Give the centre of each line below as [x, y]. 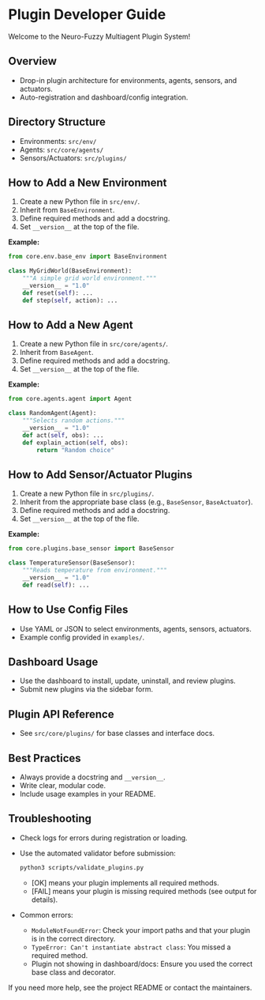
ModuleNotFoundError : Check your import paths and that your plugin [141, 930]
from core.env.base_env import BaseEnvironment [88, 257]
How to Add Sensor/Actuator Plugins [101, 475]
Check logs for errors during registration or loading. [103, 838]
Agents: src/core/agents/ [62, 149]
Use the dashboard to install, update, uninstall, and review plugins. [128, 681]
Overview [33, 61]
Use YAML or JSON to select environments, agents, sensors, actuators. [136, 628]
